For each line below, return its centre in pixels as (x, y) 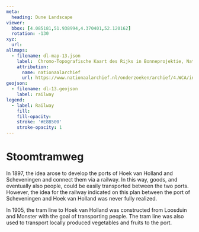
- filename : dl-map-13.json (46, 56)
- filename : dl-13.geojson (45, 89)
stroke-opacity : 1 (39, 128)
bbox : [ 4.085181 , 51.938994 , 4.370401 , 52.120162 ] (71, 28)
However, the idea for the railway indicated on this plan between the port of (98, 192)
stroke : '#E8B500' (39, 122)
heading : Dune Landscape (42, 17)
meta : (13, 12)
